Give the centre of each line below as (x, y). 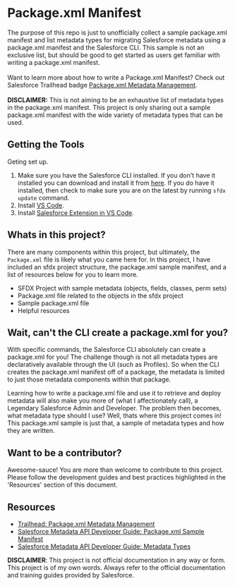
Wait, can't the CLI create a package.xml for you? (118, 332)
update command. (43, 197)
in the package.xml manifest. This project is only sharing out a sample (109, 107)
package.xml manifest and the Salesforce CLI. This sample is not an (106, 47)
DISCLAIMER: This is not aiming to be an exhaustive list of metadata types (116, 99)
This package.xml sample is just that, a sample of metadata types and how (116, 423)
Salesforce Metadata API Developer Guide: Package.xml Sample (111, 531)
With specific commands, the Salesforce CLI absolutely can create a (107, 350)
